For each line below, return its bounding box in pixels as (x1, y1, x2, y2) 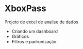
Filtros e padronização (11, 38, 57, 44)
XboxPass (4, 3, 47, 14)
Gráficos (11, 33, 29, 39)
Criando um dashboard (11, 28, 58, 34)
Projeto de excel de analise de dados (4, 19, 79, 25)
